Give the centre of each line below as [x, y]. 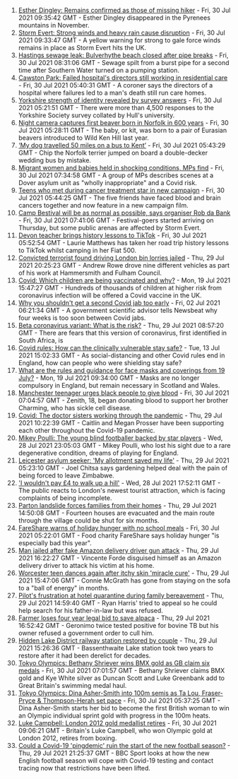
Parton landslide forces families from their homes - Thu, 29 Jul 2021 [117, 505]
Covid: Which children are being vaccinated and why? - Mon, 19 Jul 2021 [124, 280]
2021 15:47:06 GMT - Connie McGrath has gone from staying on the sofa [124, 581]
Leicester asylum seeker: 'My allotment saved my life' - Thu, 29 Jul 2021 [124, 460]
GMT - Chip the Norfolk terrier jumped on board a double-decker [113, 153]
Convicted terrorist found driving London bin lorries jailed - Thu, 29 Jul [121, 258]
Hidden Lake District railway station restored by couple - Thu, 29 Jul [118, 641]
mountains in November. [54, 25]
